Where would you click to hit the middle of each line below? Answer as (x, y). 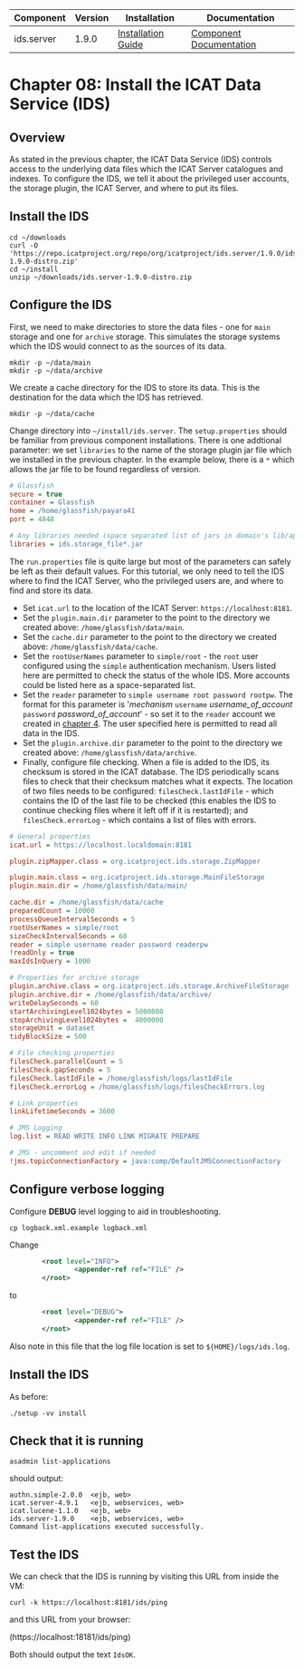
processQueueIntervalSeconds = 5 (72, 919)
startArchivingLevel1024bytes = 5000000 (87, 1011)
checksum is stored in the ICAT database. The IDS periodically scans (151, 771)
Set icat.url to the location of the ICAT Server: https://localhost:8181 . (157, 607)
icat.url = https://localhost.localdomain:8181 (101, 845)
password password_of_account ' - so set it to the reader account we (149, 713)
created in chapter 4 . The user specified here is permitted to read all (150, 723)
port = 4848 (32, 519)
